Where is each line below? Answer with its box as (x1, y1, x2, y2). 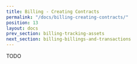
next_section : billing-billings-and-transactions (6, 36, 132, 42)
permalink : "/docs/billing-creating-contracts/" (6, 14, 129, 20)
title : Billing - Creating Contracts (6, 8, 100, 15)
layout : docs (6, 25, 39, 31)
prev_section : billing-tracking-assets (6, 31, 105, 37)
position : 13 (6, 20, 39, 25)
